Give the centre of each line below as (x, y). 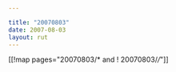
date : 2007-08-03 (37, 30)
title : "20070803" (39, 22)
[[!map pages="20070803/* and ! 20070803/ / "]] (89, 59)
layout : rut (28, 37)
